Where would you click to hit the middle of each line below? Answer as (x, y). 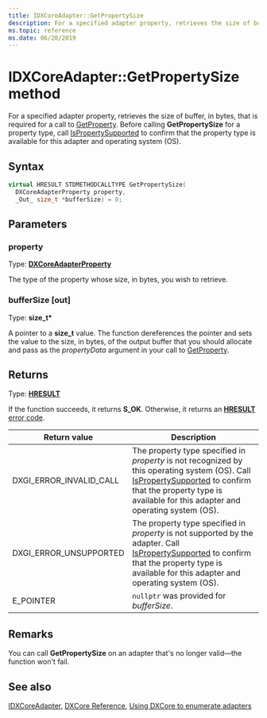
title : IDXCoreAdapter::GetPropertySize (76, 16)
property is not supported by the (193, 534)
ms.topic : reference (43, 30)
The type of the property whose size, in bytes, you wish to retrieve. (118, 280)
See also (30, 687)
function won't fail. (39, 662)
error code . (27, 417)
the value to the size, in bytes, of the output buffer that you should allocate (130, 341)
